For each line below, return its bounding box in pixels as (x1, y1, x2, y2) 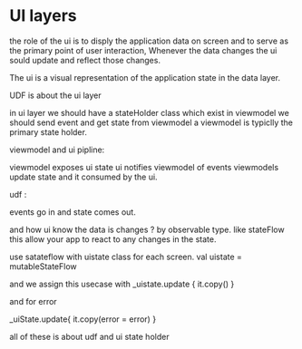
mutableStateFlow (9, 260, 77, 272)
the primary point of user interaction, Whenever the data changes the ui (9, 44, 278, 55)
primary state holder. (9, 126, 88, 137)
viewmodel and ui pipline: (9, 144, 105, 155)
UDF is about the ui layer (9, 90, 102, 101)
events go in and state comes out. (9, 206, 136, 218)
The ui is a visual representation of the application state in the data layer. (9, 72, 281, 82)
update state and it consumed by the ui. (9, 171, 158, 182)
